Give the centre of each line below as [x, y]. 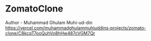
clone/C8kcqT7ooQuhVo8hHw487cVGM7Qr [50, 33]
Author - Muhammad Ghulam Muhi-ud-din [49, 22]
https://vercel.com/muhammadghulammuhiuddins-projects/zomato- [76, 27]
